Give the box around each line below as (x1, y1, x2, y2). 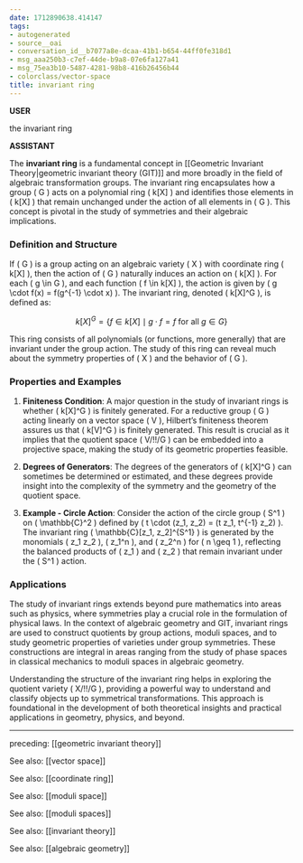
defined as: (9, 296, 51, 307)
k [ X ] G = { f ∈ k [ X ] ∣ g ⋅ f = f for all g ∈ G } (75, 314, 228, 326)
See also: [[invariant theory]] (9, 826, 116, 837)
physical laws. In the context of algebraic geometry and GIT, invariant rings (9, 618, 289, 629)
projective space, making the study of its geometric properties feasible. (22, 444, 289, 455)
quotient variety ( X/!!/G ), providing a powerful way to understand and (9, 683, 271, 694)
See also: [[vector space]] (9, 755, 106, 766)
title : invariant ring (9, 80, 95, 89)
